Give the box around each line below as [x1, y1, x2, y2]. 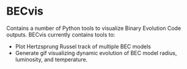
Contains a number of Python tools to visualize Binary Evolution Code [6, 24, 182, 32]
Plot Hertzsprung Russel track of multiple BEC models [15, 43, 152, 50]
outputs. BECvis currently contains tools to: [6, 31, 116, 38]
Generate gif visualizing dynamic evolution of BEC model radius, [15, 49, 177, 56]
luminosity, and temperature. [15, 56, 88, 63]
